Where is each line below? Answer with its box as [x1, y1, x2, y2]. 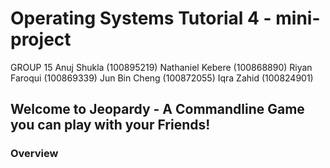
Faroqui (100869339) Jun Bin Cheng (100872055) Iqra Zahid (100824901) [10, 72, 314, 84]
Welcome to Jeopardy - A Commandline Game [10, 101, 305, 118]
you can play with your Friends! [10, 117, 211, 134]
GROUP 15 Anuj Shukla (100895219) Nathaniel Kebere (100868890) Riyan [10, 61, 313, 73]
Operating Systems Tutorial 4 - [10, 7, 272, 30]
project [10, 28, 72, 51]
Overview [10, 147, 59, 161]
